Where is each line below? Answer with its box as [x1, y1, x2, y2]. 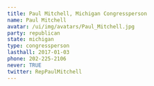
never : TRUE [7, 62, 42, 69]
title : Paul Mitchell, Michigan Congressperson [7, 10, 148, 17]
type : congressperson [7, 42, 70, 49]
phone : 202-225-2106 [7, 55, 67, 62]
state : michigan [7, 36, 54, 43]
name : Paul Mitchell [7, 17, 67, 24]
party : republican [7, 29, 60, 37]
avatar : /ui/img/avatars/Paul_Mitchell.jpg [7, 23, 135, 30]
